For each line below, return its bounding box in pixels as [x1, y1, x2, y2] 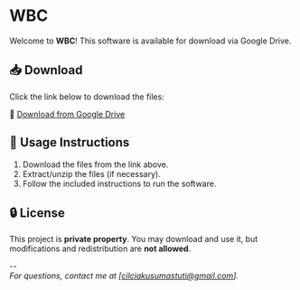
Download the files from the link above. [22, 159, 169, 170]
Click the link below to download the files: [9, 91, 164, 102]
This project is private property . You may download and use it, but [9, 234, 258, 245]
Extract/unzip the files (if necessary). [22, 168, 161, 179]
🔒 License [9, 205, 65, 220]
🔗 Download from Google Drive [9, 108, 126, 119]
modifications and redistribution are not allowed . [9, 243, 192, 254]
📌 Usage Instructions [9, 135, 130, 150]
